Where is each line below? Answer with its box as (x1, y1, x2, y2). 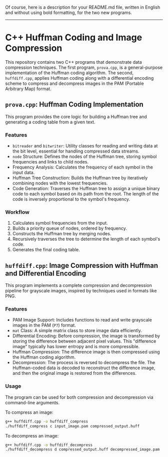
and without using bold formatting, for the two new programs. (5, 10, 132, 16)
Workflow (5, 208, 30, 215)
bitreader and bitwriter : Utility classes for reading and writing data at (12, 143, 158, 149)
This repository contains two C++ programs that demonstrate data (5, 59, 142, 65)
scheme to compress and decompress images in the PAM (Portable (5, 80, 144, 86)
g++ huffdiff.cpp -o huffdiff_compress (5, 419, 88, 424)
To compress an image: (5, 409, 53, 415)
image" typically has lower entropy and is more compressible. (12, 344, 140, 350)
